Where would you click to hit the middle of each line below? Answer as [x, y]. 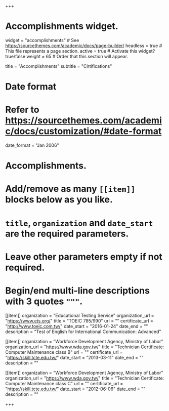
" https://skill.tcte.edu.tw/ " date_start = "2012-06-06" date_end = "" [75, 389]
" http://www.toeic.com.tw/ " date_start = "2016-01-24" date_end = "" [77, 326]
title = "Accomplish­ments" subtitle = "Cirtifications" [59, 66]
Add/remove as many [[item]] [70, 189]
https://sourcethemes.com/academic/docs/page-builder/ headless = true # [84, 46]
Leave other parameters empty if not [84, 257]
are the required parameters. [67, 234]
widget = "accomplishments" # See [42, 40]
